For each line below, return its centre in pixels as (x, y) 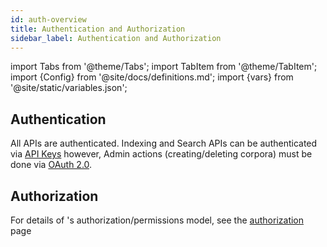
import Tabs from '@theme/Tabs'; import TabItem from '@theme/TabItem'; (164, 67)
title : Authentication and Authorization (98, 29)
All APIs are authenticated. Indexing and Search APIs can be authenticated (164, 143)
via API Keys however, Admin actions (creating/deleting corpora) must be (161, 154)
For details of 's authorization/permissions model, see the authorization (157, 220)
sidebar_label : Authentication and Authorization (116, 38)
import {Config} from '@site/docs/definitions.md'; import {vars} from (152, 77)
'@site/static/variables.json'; (69, 88)
